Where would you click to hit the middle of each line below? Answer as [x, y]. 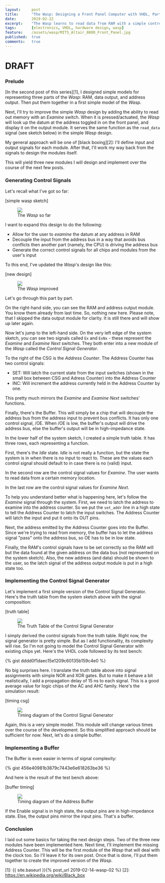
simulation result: [23, 691]
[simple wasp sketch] [27, 201]
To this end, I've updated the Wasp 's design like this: [58, 265]
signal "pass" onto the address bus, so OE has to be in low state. [70, 538]
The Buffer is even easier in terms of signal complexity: [61, 759]
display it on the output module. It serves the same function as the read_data [82, 128]
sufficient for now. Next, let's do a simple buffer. [54, 735]
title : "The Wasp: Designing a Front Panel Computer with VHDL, [78, 14]
